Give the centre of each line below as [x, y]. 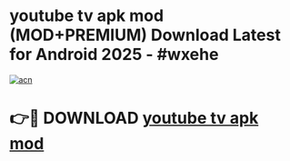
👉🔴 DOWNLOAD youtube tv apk [134, 118]
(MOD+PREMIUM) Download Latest [145, 35]
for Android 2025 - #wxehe [114, 55]
